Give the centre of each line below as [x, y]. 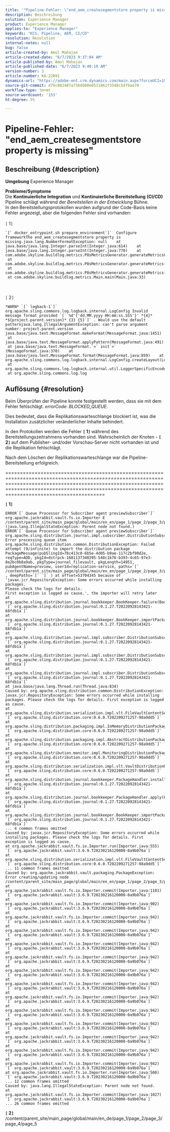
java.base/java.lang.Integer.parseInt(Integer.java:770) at [73, 251]
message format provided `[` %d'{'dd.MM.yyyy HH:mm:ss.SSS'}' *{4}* [79, 316]
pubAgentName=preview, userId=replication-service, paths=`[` [72, 567]
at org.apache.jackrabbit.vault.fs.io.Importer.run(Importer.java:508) [82, 1073]
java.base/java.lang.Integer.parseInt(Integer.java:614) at [73, 246]
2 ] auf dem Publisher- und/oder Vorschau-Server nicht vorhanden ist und [82, 442]
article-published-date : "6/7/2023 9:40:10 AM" [56, 66]
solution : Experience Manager [37, 19]
